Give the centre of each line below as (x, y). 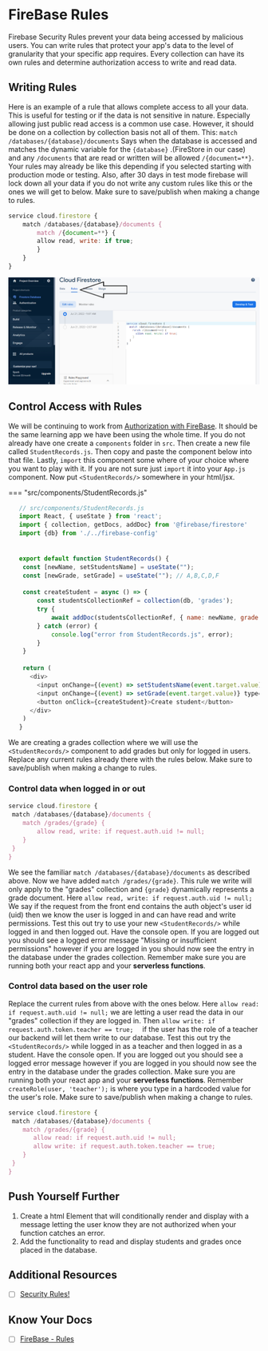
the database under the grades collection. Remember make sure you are (127, 957)
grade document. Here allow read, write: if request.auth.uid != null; (130, 898)
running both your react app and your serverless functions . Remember (126, 1080)
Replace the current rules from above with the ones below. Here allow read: (134, 1003)
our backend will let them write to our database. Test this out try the (120, 1038)
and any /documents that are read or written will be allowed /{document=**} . (131, 157)
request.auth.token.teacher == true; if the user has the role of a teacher (133, 1029)
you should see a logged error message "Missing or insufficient (112, 940)
